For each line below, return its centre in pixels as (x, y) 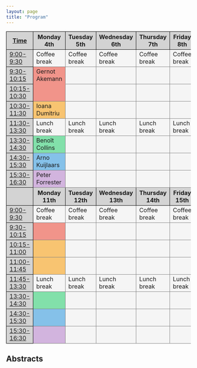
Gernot (46, 71)
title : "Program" (27, 17)
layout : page (22, 11)
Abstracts (25, 359)
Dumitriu (48, 113)
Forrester (49, 182)
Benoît (45, 140)
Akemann (49, 79)
